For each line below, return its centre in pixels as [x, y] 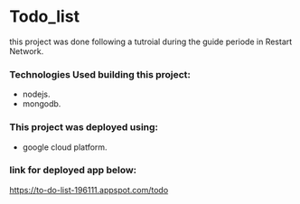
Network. [27, 51]
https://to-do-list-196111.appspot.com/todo [89, 190]
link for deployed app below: [73, 171]
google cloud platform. [65, 147]
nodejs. [37, 94]
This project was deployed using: [84, 127]
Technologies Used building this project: [100, 74]
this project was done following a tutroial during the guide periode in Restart [151, 42]
